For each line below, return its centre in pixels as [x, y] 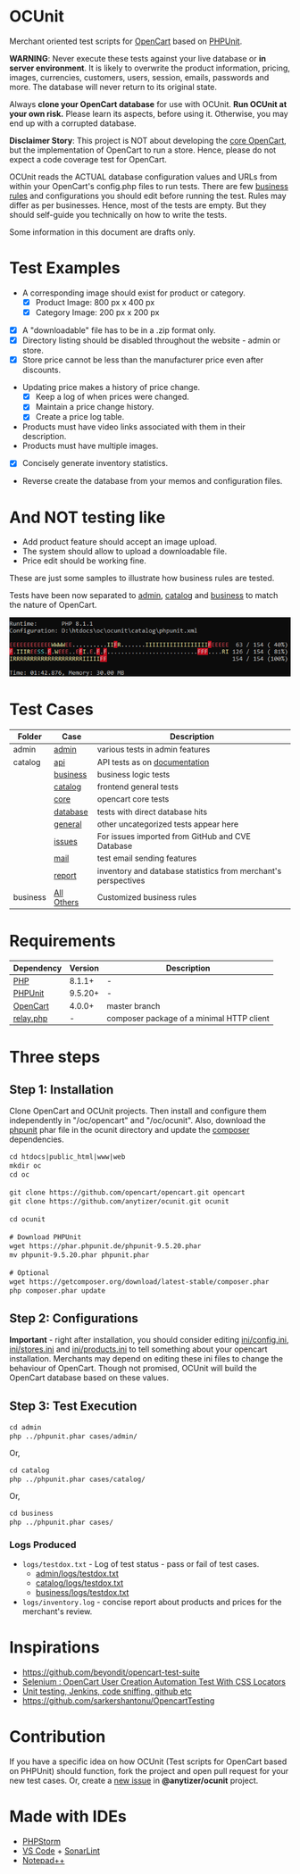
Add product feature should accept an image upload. [119, 542]
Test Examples [65, 268]
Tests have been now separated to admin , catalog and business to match [144, 596]
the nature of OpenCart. [53, 605]
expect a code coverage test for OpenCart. [88, 159]
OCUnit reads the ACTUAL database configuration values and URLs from [143, 177]
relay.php [30, 1018]
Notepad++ [43, 1861]
